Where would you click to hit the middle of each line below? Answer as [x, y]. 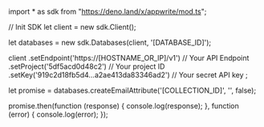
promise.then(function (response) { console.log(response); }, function [124, 106]
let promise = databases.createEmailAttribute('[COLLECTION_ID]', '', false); [132, 90]
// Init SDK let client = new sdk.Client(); [72, 27]
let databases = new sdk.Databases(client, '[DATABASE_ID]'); [110, 42]
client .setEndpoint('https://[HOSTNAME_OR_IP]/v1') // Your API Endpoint [129, 58]
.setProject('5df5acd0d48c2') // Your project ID [87, 66]
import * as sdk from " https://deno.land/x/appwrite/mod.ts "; [108, 12]
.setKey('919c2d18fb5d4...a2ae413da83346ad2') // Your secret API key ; [128, 75]
